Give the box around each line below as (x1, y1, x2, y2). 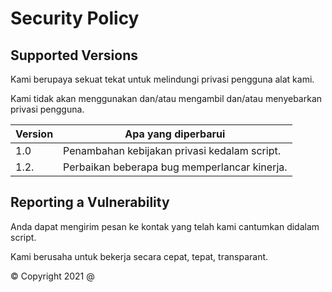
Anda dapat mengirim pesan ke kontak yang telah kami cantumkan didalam (10, 220, 320, 232)
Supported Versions (10, 47, 138, 64)
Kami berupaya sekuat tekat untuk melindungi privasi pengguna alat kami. (10, 73, 315, 85)
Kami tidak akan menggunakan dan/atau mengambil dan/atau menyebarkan (10, 93, 323, 104)
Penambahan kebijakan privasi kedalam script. (63, 144, 281, 157)
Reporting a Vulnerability (10, 194, 170, 211)
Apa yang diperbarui (124, 127, 226, 141)
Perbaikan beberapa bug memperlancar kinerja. (63, 160, 288, 174)
